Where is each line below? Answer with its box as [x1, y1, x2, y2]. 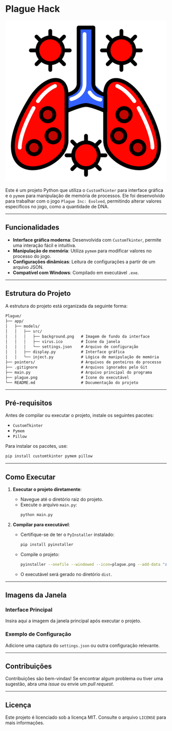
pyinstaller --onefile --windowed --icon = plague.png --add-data [20, 562, 161, 567]
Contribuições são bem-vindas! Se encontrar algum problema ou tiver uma [5, 676, 163, 682]
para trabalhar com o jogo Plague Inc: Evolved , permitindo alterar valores [5, 198, 162, 204]
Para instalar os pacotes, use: [5, 443, 68, 449]
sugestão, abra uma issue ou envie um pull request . [5, 681, 114, 687]
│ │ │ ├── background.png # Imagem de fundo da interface [5, 334, 150, 339]
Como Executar [5, 472, 56, 481]
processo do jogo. [12, 253, 51, 259]
